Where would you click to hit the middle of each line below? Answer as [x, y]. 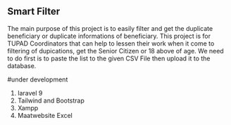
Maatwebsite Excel [45, 115]
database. [22, 65]
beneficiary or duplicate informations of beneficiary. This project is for [109, 36]
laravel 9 [30, 93]
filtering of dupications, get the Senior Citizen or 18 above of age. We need [115, 51]
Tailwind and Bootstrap [51, 100]
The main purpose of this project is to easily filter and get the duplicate [110, 28]
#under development [38, 79]
